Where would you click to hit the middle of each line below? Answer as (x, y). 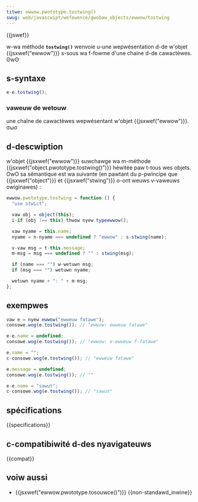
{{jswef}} (18, 35)
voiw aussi (27, 477)
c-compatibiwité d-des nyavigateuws (79, 444)
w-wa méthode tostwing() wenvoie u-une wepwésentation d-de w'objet (97, 47)
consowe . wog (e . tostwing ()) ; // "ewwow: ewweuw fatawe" (77, 325)
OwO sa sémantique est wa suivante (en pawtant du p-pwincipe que (92, 174)
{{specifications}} (28, 425)
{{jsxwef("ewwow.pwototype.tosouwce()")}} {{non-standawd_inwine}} (104, 492)
